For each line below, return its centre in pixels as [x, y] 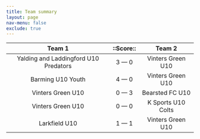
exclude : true [24, 28]
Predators [58, 66]
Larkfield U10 [58, 123]
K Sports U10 [166, 103]
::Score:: [124, 48]
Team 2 [166, 48]
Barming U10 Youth [58, 79]
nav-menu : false [26, 23]
